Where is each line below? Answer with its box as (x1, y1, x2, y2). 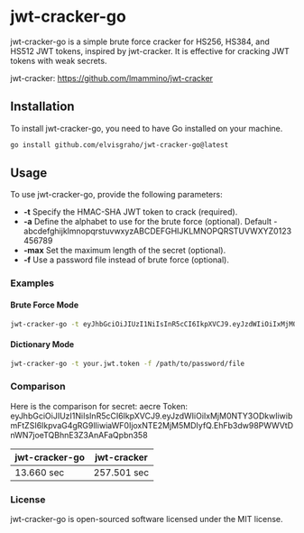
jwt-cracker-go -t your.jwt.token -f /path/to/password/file (10, 359, 245, 368)
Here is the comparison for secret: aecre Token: (10, 400, 189, 411)
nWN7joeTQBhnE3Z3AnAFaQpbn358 (10, 429, 148, 440)
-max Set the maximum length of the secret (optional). (23, 245, 226, 256)
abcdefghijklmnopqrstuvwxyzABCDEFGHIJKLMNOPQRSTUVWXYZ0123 (23, 225, 292, 236)
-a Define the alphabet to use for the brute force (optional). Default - (23, 216, 278, 227)
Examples (10, 277, 55, 289)
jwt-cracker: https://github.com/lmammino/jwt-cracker (10, 72, 214, 83)
